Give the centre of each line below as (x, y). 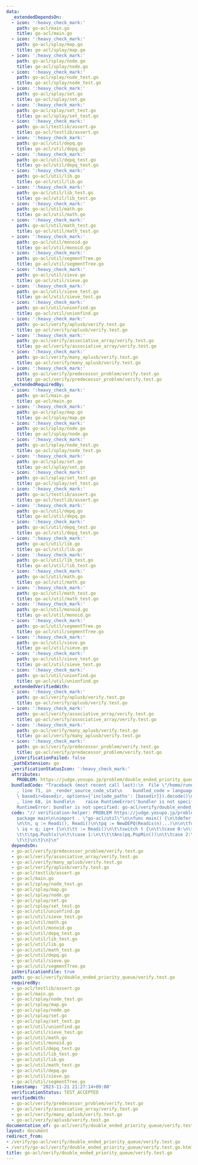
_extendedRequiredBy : (38, 385)
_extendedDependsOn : (37, 17)
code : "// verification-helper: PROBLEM (62, 813)
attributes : (26, 774)
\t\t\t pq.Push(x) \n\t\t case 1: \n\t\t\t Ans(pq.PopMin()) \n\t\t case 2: (104, 835)
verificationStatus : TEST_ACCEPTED (55, 1092)
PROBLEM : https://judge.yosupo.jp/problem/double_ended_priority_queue (106, 780)
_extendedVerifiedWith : (40, 686)
